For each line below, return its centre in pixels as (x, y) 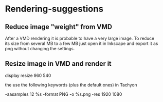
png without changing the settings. (40, 49)
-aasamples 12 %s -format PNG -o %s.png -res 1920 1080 (63, 94)
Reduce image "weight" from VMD (59, 27)
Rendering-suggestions (54, 9)
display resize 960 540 (28, 75)
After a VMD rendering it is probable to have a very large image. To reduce (80, 38)
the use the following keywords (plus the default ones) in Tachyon (71, 85)
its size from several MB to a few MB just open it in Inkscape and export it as (81, 44)
